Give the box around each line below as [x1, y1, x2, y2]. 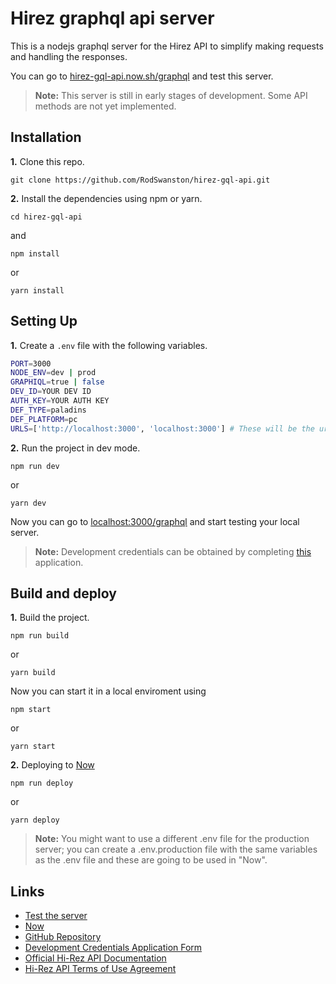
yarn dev [10, 498, 47, 508]
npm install [10, 248, 60, 259]
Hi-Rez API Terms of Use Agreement [24, 963, 177, 975]
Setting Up [10, 313, 78, 330]
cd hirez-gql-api [10, 212, 83, 222]
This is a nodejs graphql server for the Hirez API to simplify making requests [10, 40, 324, 52]
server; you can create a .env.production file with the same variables [34, 843, 318, 856]
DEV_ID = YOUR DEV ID [10, 387, 92, 397]
